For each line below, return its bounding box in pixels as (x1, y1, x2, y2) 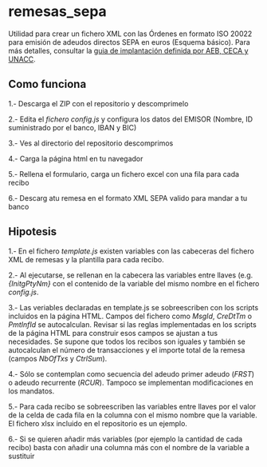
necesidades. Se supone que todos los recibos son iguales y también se (8, 337, 245, 346)
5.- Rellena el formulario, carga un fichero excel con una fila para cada (8, 169, 240, 178)
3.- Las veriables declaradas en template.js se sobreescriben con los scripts (8, 302, 259, 312)
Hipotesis (8, 225, 57, 238)
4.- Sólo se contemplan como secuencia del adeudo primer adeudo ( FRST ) (8, 369, 255, 378)
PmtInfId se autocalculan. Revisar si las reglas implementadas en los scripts (8, 319, 257, 329)
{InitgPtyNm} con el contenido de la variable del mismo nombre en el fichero (8, 278, 260, 288)
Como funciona (8, 78, 87, 91)
